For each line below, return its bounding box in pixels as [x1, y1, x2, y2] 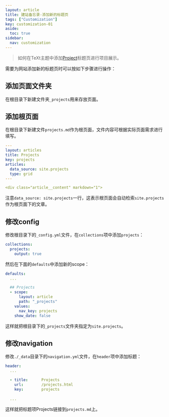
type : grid [10, 171, 33, 176]
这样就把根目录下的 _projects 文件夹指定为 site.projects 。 [5, 323, 126, 329]
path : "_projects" [18, 299, 58, 304]
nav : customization [10, 40, 51, 45]
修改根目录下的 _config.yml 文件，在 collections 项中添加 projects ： [5, 232, 144, 238]
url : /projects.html [14, 382, 73, 387]
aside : [5, 26, 19, 31]
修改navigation [5, 339, 53, 348]
